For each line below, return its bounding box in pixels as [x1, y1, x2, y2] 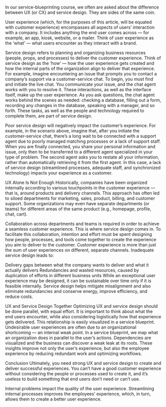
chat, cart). [5, 211, 28, 217]
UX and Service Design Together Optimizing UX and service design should [5, 303, 158, 309]
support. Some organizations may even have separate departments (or [5, 201, 150, 206]
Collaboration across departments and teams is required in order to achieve [5, 221, 160, 227]
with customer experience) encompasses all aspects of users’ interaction [5, 24, 155, 30]
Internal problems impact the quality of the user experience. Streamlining [5, 386, 155, 391]
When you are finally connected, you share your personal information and [5, 144, 156, 149]
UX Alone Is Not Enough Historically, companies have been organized [5, 179, 148, 185]
